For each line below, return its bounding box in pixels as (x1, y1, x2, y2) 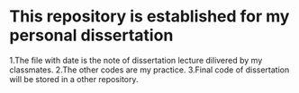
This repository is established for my (9, 6, 290, 27)
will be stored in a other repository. (9, 73, 139, 84)
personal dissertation (9, 25, 174, 46)
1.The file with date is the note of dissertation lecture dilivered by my (9, 55, 263, 65)
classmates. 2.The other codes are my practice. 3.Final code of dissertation (9, 64, 290, 75)
